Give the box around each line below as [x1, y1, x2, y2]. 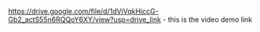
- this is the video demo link [162, 15, 253, 24]
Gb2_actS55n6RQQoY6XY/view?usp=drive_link [8, 15, 161, 24]
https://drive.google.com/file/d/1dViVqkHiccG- [8, 7, 159, 16]
